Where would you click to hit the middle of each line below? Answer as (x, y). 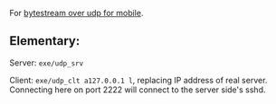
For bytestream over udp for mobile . (76, 13)
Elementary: (45, 41)
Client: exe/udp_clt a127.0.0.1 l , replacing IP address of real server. (138, 80)
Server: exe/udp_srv (47, 63)
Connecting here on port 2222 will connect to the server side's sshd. (138, 90)
